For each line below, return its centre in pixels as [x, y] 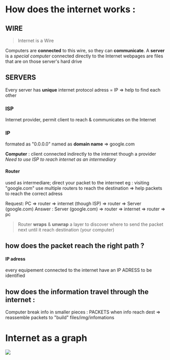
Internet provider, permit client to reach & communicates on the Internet [81, 120]
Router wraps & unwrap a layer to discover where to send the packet [90, 224]
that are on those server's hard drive [44, 61]
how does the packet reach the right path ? [75, 246]
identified [15, 276]
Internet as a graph [46, 338]
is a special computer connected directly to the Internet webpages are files [84, 56]
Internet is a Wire [36, 40]
